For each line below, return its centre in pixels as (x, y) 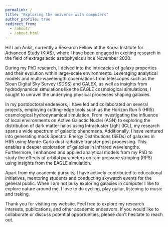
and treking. (18, 194)
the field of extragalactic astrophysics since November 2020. (68, 58)
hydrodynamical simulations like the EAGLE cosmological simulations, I (78, 89)
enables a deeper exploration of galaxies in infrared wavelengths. (73, 147)
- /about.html (24, 33)
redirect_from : (21, 24)
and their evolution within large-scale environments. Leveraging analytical (81, 73)
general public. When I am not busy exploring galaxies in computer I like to (82, 183)
